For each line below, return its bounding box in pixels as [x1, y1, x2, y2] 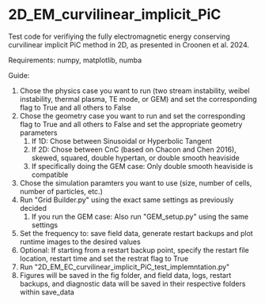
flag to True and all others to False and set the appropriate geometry [19, 119, 243, 129]
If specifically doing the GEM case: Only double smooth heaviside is [31, 161, 253, 171]
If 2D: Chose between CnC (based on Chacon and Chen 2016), [31, 144, 237, 154]
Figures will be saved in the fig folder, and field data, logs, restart [19, 270, 232, 280]
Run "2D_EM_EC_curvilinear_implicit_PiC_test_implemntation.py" [19, 262, 230, 272]
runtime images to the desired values [19, 237, 141, 246]
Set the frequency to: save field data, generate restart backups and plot [19, 228, 253, 238]
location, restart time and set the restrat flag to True [19, 253, 188, 263]
